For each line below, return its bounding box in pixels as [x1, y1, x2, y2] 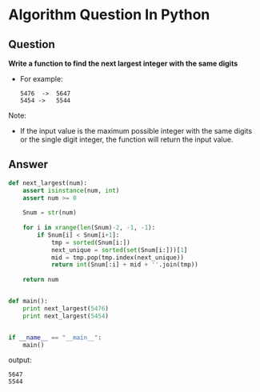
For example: [19, 74, 63, 83]
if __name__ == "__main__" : [8, 334, 102, 342]
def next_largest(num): [8, 178, 88, 187]
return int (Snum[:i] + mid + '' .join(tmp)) [50, 261, 198, 269]
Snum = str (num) [22, 209, 78, 217]
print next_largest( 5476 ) [22, 304, 110, 313]
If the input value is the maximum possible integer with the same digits [19, 126, 253, 135]
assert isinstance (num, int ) [22, 186, 120, 194]
